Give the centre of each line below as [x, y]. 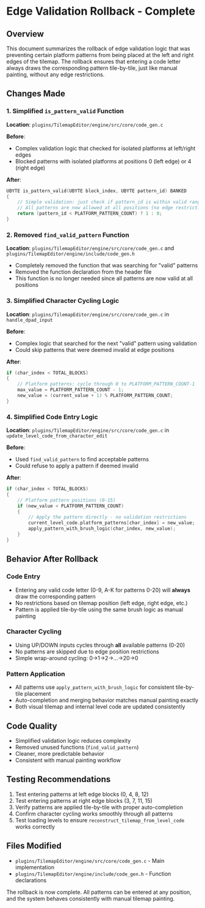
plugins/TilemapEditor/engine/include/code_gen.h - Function [93, 874]
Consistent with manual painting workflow [68, 760]
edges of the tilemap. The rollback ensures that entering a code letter [94, 61]
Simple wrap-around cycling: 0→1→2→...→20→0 [77, 658]
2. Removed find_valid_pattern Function [68, 235]
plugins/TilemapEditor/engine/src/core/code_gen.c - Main [90, 860]
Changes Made [36, 94]
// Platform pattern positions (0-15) [67, 500]
